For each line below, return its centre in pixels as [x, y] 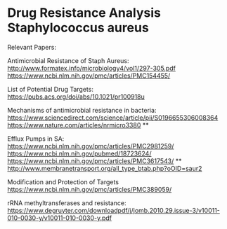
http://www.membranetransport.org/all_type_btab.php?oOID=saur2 [105, 168]
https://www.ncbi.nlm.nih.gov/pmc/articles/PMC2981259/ [91, 146]
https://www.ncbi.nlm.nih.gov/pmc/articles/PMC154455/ [89, 76]
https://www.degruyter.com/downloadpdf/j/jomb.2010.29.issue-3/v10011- [113, 210]
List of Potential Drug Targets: [50, 89]
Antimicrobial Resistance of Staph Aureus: [68, 60]
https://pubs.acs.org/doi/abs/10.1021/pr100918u [76, 97]
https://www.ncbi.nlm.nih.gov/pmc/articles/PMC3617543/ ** [95, 161]
